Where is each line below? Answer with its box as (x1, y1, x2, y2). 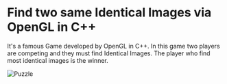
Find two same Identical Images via (7, 5, 212, 20)
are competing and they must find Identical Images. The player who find (7, 49, 211, 57)
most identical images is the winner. (7, 56, 108, 64)
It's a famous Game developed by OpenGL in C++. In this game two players (7, 42, 221, 50)
